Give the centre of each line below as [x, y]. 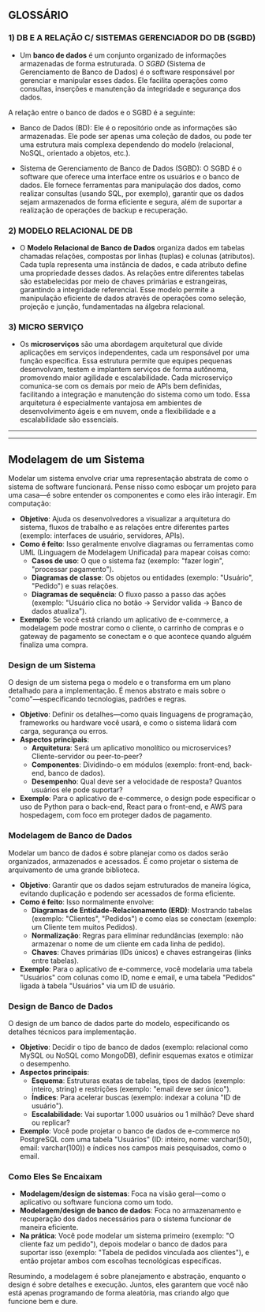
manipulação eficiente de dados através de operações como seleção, [133, 298]
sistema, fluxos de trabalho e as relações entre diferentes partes [124, 528]
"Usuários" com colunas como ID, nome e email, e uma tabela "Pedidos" [138, 977]
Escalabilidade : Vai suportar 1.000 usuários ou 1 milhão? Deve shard [143, 1114]
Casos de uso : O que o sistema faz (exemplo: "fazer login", [128, 561]
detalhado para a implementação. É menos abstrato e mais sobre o [117, 691]
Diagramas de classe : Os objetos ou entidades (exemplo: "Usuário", [142, 577]
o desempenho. [45, 1063]
